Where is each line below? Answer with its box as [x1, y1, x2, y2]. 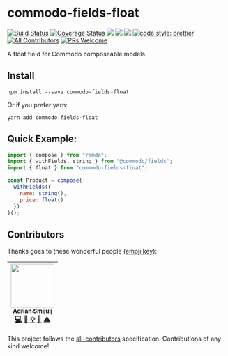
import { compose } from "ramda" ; [7, 151, 108, 158]
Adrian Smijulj [13, 307, 53, 315]
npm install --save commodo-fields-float [7, 88, 130, 95]
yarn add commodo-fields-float [7, 114, 98, 121]
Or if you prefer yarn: [7, 100, 68, 109]
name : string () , [20, 189, 68, 196]
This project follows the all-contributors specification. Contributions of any [7, 334, 222, 343]
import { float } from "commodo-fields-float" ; [7, 164, 149, 171]
